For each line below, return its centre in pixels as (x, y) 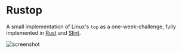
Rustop (24, 10)
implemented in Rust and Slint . (44, 32)
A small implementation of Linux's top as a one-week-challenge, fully (91, 26)
